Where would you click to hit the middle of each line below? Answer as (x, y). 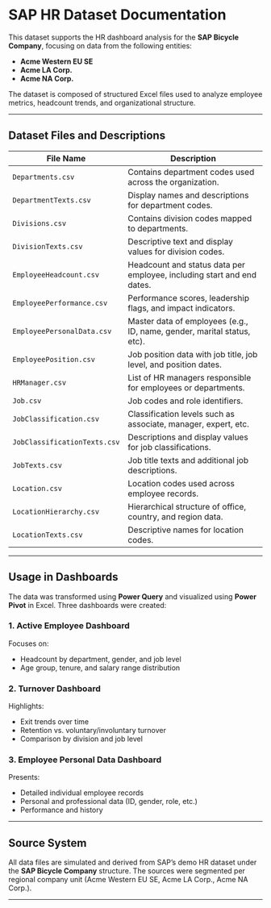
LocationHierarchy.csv (56, 511)
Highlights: (26, 706)
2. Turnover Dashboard (54, 689)
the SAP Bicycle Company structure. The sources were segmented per (127, 871)
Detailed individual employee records (81, 793)
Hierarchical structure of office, (187, 506)
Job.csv (27, 400)
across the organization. (173, 181)
